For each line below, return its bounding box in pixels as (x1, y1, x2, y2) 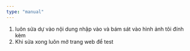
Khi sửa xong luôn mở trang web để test (14, 38, 114, 45)
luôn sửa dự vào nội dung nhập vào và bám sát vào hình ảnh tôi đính (14, 25, 184, 32)
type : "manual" (6, 8, 44, 15)
